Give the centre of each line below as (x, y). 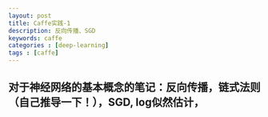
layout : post (30, 16)
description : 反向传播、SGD (52, 30)
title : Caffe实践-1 (40, 23)
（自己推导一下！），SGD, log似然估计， (106, 102)
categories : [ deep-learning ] (59, 46)
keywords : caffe (35, 38)
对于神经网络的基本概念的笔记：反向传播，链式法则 (134, 88)
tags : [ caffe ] (34, 53)
